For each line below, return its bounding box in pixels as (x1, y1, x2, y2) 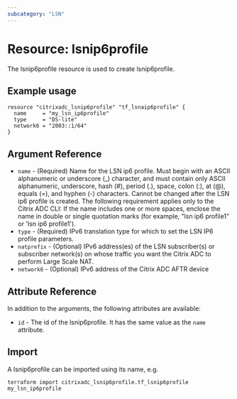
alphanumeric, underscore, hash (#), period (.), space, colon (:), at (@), (17, 182, 226, 190)
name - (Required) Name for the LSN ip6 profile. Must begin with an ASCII (17, 167, 231, 175)
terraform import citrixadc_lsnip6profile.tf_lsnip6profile (7, 378, 189, 386)
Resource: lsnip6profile (7, 40, 149, 57)
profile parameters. (17, 235, 75, 244)
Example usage (7, 84, 77, 97)
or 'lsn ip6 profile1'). (17, 219, 76, 228)
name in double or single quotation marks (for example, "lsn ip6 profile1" (17, 212, 230, 221)
